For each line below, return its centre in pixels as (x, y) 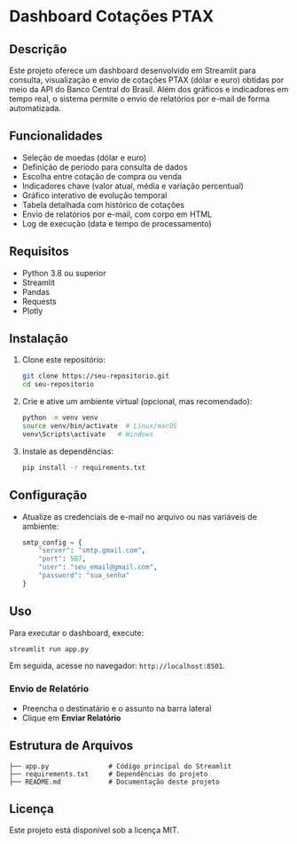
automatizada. (35, 108)
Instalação (39, 339)
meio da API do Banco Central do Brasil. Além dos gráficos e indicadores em (149, 89)
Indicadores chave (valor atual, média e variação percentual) (133, 186)
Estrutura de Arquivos (71, 746)
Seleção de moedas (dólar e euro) (84, 157)
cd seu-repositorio (58, 385)
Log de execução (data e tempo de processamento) (117, 223)
